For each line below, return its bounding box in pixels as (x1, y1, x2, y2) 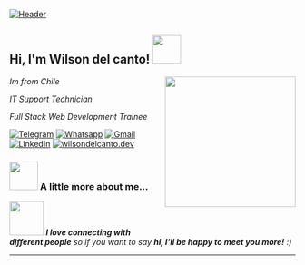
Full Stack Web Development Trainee (9, 111, 148, 122)
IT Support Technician (9, 93, 93, 104)
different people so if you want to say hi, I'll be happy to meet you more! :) (9, 237, 292, 248)
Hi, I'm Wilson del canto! (9, 52, 151, 67)
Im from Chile (9, 75, 61, 86)
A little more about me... (39, 180, 149, 192)
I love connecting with (44, 227, 132, 238)
